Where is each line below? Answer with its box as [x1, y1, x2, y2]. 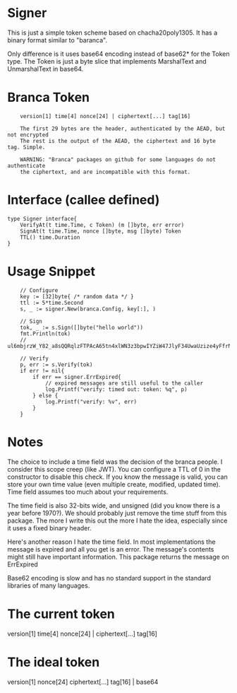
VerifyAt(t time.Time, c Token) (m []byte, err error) [20, 221, 185, 228]
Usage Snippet [7, 264, 96, 279]
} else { [32, 392, 59, 399]
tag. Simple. [7, 144, 46, 151]
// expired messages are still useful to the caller [44, 380, 203, 387]
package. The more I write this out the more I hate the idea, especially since [7, 516, 228, 525]
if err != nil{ [20, 367, 65, 374]
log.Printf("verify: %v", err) [44, 398, 138, 405]
